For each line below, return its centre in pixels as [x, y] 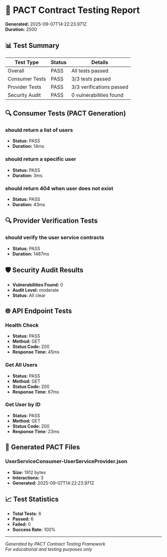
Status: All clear [29, 295]
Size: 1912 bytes [29, 472]
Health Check [22, 325]
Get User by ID [23, 405]
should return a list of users [39, 130]
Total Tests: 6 [27, 514]
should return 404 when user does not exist [59, 188]
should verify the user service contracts [55, 238]
